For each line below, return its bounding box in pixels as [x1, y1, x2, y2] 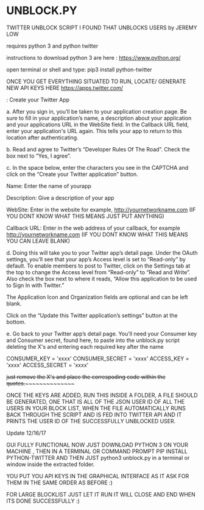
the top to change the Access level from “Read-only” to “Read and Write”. [6, 268, 191, 275]
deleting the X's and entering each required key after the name [6, 343, 164, 350]
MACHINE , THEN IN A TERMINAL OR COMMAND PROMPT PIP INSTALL [6, 447, 188, 455]
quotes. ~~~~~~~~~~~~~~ [6, 379, 75, 387]
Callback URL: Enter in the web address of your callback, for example [6, 224, 181, 231]
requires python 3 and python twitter [6, 42, 99, 49]
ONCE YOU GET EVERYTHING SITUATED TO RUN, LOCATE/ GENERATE [6, 78, 186, 85]
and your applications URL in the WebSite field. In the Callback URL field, [6, 120, 189, 128]
